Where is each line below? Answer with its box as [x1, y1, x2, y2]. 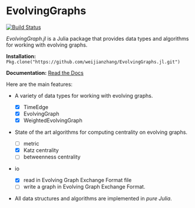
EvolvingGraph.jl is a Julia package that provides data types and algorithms [6, 35, 189, 42]
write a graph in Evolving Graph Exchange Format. [23, 183, 146, 190]
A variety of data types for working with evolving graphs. [14, 92, 153, 99]
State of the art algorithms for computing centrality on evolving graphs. [14, 128, 187, 136]
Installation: [6, 52, 37, 60]
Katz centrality [23, 147, 59, 154]
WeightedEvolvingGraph [23, 117, 82, 124]
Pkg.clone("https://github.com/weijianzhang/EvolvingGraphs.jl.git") [6, 59, 181, 65]
